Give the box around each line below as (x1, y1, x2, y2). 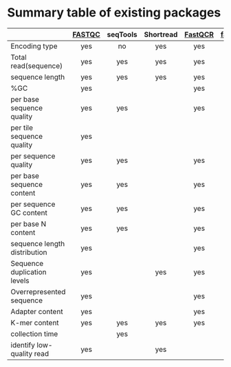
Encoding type (10, 41, 58, 51)
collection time (10, 329, 58, 338)
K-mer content (10, 318, 60, 327)
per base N (10, 219, 47, 228)
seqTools (107, 30, 137, 39)
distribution (10, 247, 47, 257)
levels (10, 276, 30, 285)
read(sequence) (10, 60, 63, 70)
